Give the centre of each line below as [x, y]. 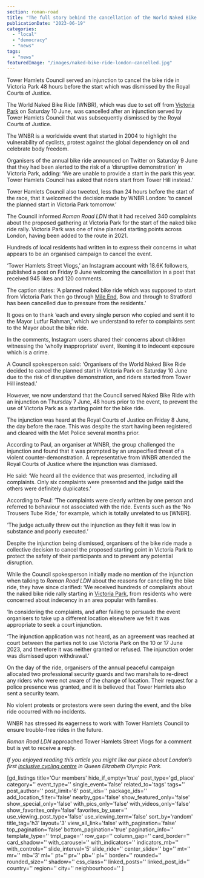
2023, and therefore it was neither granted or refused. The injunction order [100, 649]
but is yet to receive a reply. [41, 748]
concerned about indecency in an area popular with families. [82, 600]
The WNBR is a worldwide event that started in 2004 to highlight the [92, 136]
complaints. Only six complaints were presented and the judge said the [95, 482]
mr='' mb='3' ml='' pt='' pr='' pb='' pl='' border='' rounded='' [84, 855]
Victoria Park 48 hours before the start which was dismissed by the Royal [98, 86]
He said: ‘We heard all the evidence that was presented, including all [92, 475]
